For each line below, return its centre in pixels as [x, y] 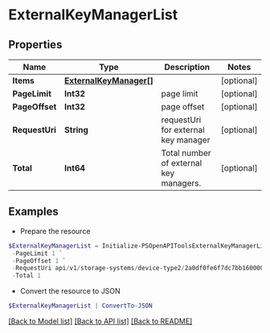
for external [183, 130]
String [76, 130]
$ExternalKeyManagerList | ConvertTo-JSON [80, 306]
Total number [186, 153]
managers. [181, 183]
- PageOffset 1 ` [39, 261]
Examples [33, 212]
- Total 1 [27, 276]
